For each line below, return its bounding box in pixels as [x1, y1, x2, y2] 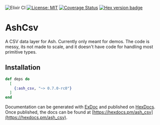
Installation [5, 63, 41, 72]
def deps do [5, 76, 30, 81]
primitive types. [5, 49, 37, 55]
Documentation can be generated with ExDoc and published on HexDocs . [5, 104, 156, 110]
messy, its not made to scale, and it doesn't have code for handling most [5, 44, 154, 50]
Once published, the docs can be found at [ [5, 109, 94, 115]
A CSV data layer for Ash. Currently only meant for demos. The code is [5, 38, 150, 44]
